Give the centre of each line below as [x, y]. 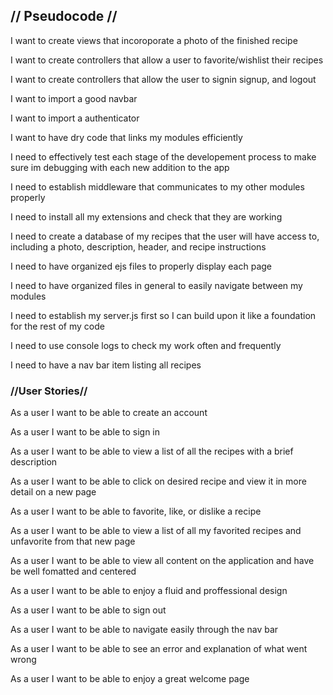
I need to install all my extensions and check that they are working [146, 216]
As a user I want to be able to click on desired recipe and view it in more [158, 481]
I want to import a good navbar [74, 98]
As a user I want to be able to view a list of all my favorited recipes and [156, 531]
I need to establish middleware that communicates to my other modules [157, 186]
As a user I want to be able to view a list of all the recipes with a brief [152, 451]
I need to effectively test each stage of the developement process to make [163, 156]
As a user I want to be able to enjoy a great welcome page [130, 679]
